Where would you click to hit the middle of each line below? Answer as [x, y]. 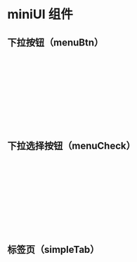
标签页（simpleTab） [53, 250]
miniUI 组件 [40, 14]
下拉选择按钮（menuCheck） [71, 146]
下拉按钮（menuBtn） [56, 42]
